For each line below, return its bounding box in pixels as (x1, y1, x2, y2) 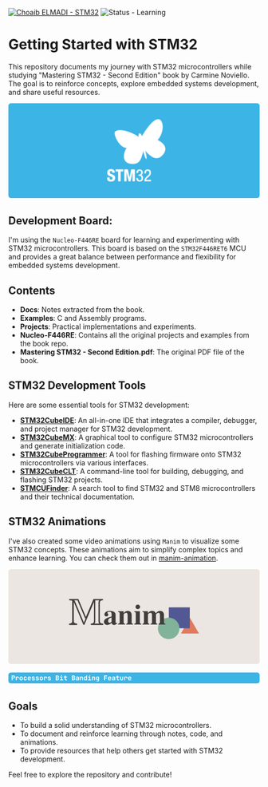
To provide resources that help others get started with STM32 (19, 746, 223, 756)
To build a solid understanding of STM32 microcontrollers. (19, 721, 212, 730)
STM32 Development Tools (8, 379, 146, 393)
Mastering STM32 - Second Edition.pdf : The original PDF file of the (19, 347, 245, 357)
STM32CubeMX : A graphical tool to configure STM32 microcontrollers (19, 432, 254, 442)
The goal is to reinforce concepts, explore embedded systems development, (8, 78, 259, 88)
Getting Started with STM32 (8, 36, 198, 53)
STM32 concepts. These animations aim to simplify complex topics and (8, 544, 243, 554)
